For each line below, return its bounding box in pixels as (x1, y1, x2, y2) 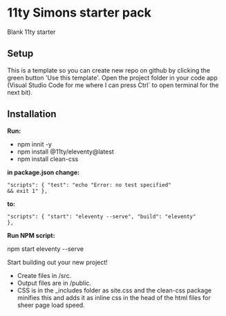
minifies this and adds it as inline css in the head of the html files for (17, 293, 211, 301)
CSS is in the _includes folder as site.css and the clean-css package (17, 286, 212, 295)
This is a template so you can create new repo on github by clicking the (7, 66, 211, 74)
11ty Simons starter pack (7, 5, 152, 21)
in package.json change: (7, 168, 80, 176)
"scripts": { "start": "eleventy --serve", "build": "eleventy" (7, 213, 196, 220)
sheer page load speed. (17, 301, 85, 309)
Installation (7, 109, 57, 120)
